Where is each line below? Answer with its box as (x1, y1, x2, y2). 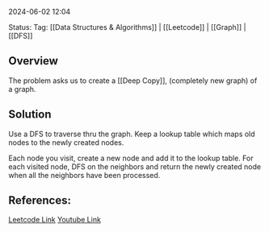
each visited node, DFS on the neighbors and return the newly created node (8, 161, 261, 172)
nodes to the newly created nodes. (8, 137, 124, 147)
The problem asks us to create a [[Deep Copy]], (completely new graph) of (8, 76, 258, 85)
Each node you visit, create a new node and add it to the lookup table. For (8, 153, 254, 163)
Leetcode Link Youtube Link (8, 215, 101, 225)
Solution (8, 108, 52, 122)
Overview (8, 54, 59, 68)
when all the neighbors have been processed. (8, 170, 161, 180)
